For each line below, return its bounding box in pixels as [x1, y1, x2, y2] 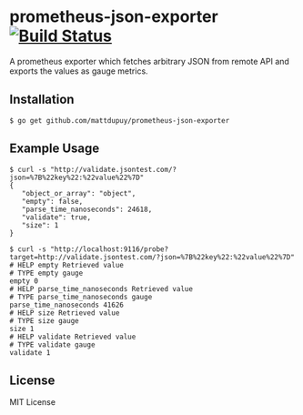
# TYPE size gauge [9, 316, 79, 325]
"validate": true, [21, 212, 92, 222]
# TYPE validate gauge [9, 339, 96, 349]
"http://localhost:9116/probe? [49, 244, 169, 254]
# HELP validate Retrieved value [9, 332, 136, 341]
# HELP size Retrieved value [9, 308, 120, 318]
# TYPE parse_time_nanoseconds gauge [9, 292, 153, 301]
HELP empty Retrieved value [17, 260, 125, 269]
